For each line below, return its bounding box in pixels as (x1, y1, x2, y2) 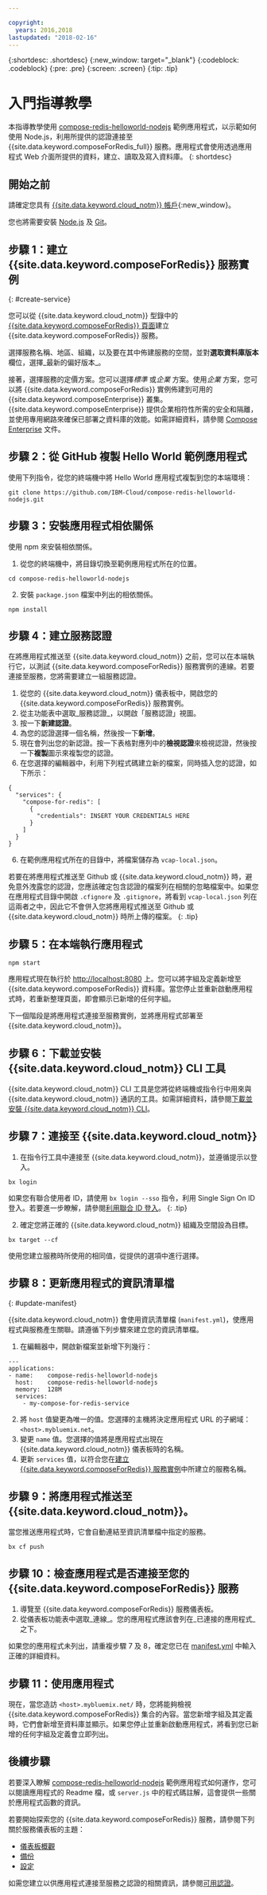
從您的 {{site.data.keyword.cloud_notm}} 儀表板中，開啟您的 (19, 689, 219, 698)
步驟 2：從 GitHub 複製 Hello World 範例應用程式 (8, 450, 248, 463)
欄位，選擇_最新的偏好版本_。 (8, 357, 106, 367)
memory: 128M (15, 1385, 62, 1394)
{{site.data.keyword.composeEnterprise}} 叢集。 (8, 394, 168, 403)
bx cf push (8, 1543, 44, 1551)
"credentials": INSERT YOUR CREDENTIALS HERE (37, 812, 191, 820)
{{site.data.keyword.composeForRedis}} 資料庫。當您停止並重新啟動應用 (8, 984, 246, 993)
